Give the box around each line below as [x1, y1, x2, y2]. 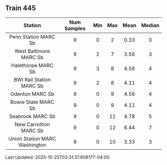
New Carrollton [14, 121, 50, 128]
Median [141, 22, 160, 29]
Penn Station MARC [9, 33, 56, 40]
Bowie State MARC [10, 98, 55, 105]
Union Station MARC [8, 135, 56, 142]
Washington [18, 141, 46, 148]
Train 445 [5, 4, 36, 12]
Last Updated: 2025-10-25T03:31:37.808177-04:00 [5, 154, 110, 160]
